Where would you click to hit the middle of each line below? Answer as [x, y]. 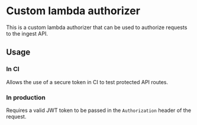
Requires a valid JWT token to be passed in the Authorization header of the [98, 110]
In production [26, 97]
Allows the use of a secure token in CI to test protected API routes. [87, 82]
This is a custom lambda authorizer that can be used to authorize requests [97, 27]
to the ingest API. [27, 33]
